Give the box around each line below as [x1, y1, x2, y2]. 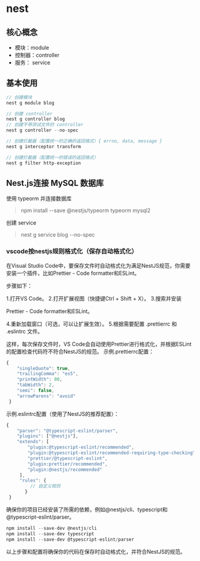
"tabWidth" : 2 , [17, 382, 55, 388]
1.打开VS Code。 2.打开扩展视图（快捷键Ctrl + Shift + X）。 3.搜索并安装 [6, 295, 182, 302]
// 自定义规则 [30, 483, 61, 489]
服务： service [14, 59, 51, 66]
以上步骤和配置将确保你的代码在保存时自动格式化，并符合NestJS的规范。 [6, 548, 186, 555]
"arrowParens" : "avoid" [17, 393, 76, 399]
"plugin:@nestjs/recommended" [27, 467, 102, 473]
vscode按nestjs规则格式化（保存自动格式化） [6, 247, 138, 256]
